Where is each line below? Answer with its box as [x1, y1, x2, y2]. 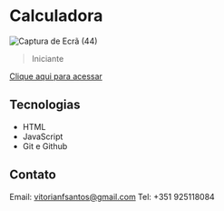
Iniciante [31, 53, 64, 64]
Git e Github [22, 140, 68, 151]
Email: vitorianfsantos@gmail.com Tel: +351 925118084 [9, 191, 215, 202]
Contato [9, 167, 56, 183]
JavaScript [22, 131, 63, 142]
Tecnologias [9, 97, 81, 113]
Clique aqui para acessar [9, 70, 102, 82]
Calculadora [9, 5, 103, 26]
